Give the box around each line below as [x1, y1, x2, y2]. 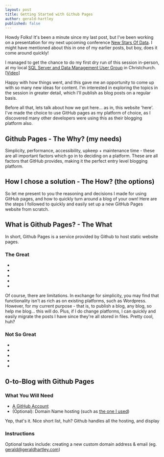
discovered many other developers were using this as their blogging [5, 115, 142, 121]
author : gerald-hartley [5, 16, 54, 21]
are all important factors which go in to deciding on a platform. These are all [5, 153, 158, 159]
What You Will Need [5, 392, 54, 399]
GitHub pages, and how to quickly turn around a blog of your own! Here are [5, 196, 157, 201]
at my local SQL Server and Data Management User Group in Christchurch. [5, 65, 156, 71]
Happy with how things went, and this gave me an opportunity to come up [5, 80, 154, 86]
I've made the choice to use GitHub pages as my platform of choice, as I [5, 110, 151, 116]
